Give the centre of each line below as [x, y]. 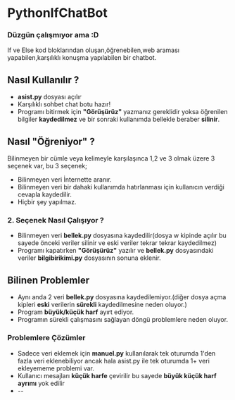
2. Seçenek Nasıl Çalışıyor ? [56, 220]
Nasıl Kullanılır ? [43, 80]
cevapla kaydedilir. [44, 194]
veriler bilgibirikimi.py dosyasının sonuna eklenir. [89, 258]
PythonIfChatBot [57, 13]
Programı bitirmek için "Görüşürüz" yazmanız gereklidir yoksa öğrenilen [122, 112]
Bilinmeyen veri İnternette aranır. [64, 180]
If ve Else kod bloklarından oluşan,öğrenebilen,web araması [93, 50]
